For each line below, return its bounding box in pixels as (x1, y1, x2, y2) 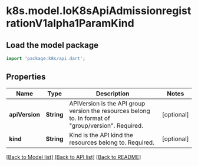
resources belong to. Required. (69, 138, 154, 147)
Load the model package (6, 40, 99, 50)
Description (95, 89, 130, 98)
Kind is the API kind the (69, 131, 134, 139)
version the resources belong (69, 107, 150, 115)
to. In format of (69, 114, 110, 122)
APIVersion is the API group (69, 99, 146, 107)
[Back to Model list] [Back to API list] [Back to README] (6, 153, 141, 160)
